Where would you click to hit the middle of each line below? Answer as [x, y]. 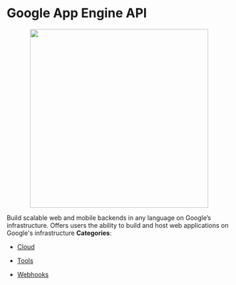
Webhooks [33, 274]
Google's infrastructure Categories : [59, 233]
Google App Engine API [77, 13]
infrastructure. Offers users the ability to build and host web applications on [118, 225]
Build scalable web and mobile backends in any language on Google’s [109, 217]
